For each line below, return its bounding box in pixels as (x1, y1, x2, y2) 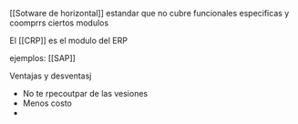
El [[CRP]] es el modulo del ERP (9, 36, 128, 46)
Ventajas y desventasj (9, 70, 92, 81)
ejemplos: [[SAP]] (9, 53, 76, 63)
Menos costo (22, 98, 73, 108)
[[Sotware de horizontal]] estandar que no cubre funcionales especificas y (9, 8, 290, 18)
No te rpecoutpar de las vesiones (22, 88, 149, 98)
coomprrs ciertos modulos (9, 17, 109, 28)
